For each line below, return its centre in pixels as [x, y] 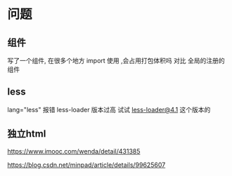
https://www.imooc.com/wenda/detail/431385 [74, 151]
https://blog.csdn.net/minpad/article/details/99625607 [86, 165]
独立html [27, 134]
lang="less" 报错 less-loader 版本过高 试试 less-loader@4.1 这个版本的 [109, 109]
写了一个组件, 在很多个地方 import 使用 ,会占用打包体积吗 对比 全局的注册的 [116, 61]
